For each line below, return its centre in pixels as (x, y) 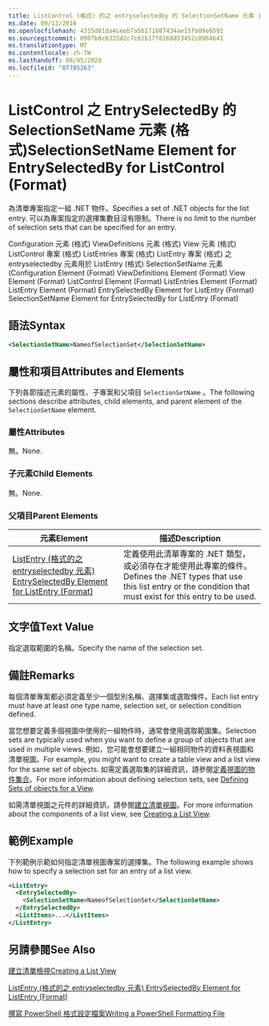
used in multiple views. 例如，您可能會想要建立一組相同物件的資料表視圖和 (131, 749)
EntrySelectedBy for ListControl (116, 167)
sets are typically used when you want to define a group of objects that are (132, 740)
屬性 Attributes (37, 432)
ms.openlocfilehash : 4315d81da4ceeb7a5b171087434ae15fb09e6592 (116, 30)
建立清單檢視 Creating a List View (62, 971)
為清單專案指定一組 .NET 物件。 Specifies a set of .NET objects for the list (129, 208)
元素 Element (64, 538)
